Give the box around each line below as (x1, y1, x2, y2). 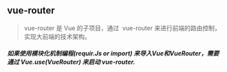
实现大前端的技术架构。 (23, 32, 91, 40)
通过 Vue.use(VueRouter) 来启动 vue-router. (7, 58, 136, 67)
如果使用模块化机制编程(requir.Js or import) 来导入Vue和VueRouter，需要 (7, 49, 219, 58)
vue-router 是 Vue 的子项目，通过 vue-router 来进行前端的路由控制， (23, 23, 221, 32)
